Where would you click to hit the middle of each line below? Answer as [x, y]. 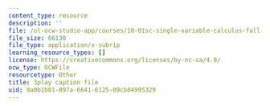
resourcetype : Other [43, 75]
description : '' [35, 23]
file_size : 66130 [37, 38]
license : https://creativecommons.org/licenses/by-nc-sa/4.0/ [115, 61]
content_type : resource [48, 16]
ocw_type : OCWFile [39, 68]
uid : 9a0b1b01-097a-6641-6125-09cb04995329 [82, 90]
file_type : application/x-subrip [64, 45]
